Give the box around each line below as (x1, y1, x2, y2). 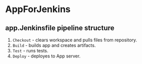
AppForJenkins (5, 4, 71, 15)
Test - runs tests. (12, 48, 49, 53)
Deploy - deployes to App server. (12, 53, 81, 59)
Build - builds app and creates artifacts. (12, 42, 96, 48)
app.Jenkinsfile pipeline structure (5, 24, 115, 32)
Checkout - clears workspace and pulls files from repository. (12, 37, 137, 43)
